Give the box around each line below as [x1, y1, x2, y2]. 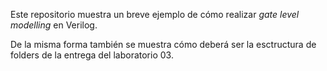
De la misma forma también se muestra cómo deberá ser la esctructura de [10, 39, 317, 50]
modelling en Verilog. [10, 19, 98, 31]
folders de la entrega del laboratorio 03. [10, 49, 174, 61]
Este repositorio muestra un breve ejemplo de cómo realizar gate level [10, 9, 300, 20]
